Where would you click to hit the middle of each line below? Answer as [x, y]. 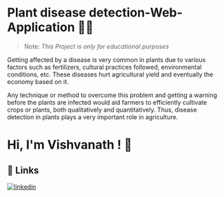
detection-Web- [135, 13]
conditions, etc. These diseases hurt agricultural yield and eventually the [110, 74]
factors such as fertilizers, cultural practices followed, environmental [104, 67]
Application [41, 27]
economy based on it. [38, 81]
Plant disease [47, 13]
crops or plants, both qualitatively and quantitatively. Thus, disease [102, 110]
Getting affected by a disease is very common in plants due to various [106, 59]
